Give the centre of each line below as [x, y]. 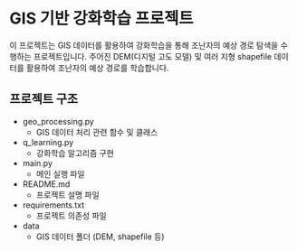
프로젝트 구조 [44, 99]
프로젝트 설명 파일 [67, 194]
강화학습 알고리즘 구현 [75, 153]
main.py [37, 163]
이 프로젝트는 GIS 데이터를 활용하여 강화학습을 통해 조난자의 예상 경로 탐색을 [144, 45]
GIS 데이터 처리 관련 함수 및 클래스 [97, 132]
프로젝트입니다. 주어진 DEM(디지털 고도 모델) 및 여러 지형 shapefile [153, 56]
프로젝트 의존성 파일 [71, 215]
